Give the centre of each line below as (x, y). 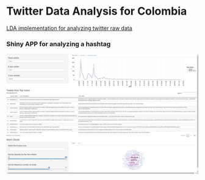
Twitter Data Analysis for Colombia (97, 11)
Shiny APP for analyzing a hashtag (59, 44)
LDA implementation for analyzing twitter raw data (69, 28)
